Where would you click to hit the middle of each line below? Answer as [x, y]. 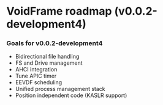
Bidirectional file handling [47, 57]
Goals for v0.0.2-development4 [55, 43]
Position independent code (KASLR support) [71, 95]
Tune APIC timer [36, 76]
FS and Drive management [49, 63]
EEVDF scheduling [39, 82]
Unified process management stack [60, 89]
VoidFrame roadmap [59, 11]
